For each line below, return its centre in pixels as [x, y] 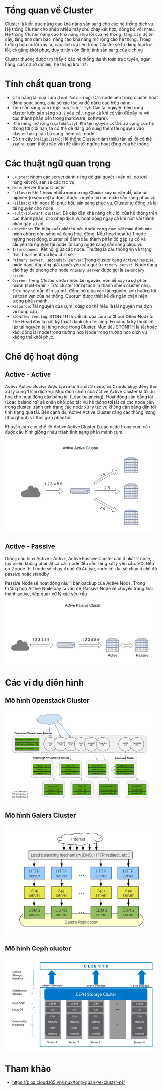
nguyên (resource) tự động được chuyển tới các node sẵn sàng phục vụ [84, 197]
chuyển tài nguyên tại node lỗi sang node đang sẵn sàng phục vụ [77, 244]
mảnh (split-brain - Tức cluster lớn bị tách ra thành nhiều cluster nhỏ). [82, 285]
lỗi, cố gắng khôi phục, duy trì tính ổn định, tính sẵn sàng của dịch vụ [74, 50]
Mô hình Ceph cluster [38, 949]
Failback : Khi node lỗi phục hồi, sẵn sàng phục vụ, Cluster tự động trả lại [85, 203]
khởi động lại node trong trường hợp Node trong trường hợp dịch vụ [79, 332]
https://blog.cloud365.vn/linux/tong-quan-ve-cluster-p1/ [68, 1082]
